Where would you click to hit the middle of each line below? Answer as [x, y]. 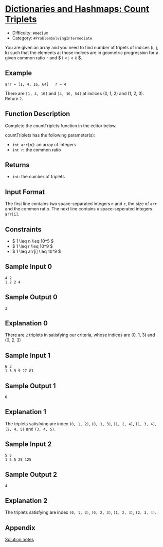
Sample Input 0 [28, 267]
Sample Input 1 [28, 355]
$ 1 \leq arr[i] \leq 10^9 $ [36, 251]
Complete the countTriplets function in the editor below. [61, 126]
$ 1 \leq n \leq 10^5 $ [33, 241]
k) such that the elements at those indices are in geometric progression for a [82, 53]
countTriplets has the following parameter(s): [50, 135]
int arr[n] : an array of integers [44, 144]
